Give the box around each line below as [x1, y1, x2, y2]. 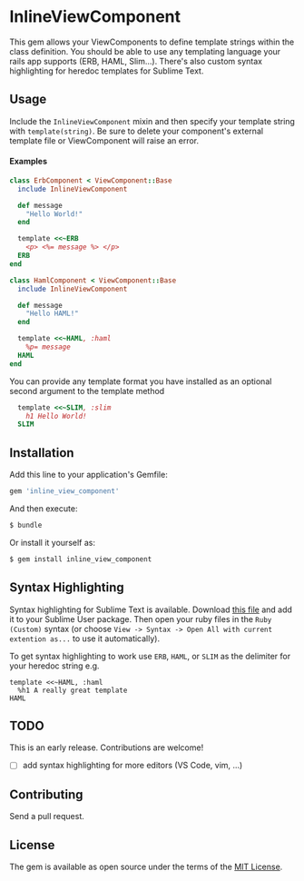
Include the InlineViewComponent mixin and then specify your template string [9, 115, 295, 126]
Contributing [9, 787, 83, 802]
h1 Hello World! [25, 411, 88, 421]
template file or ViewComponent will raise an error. [9, 134, 200, 146]
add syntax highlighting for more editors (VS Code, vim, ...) [22, 760, 243, 771]
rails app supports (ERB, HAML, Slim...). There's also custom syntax [9, 55, 263, 66]
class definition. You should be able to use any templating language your [9, 45, 281, 56]
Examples [9, 156, 48, 167]
